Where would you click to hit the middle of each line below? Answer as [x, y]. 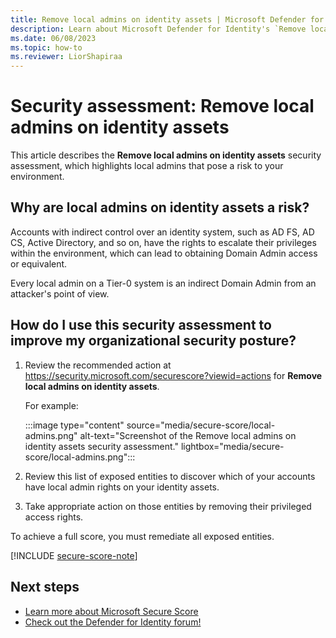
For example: [51, 405]
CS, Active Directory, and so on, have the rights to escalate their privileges [163, 242]
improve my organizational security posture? [153, 341]
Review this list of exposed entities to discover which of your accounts [170, 476]
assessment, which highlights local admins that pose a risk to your [147, 166]
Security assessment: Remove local [162, 106]
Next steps [45, 587]
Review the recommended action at [98, 365]
